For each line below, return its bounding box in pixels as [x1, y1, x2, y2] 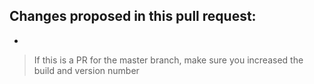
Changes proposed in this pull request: [9, 8, 257, 25]
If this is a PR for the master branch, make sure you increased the [33, 54, 304, 66]
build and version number [33, 64, 140, 76]
